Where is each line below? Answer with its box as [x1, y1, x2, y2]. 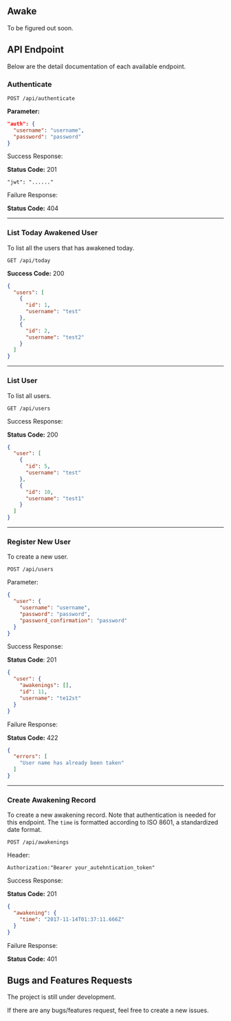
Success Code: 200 [7, 269, 65, 277]
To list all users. [7, 391, 52, 399]
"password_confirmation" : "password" [19, 617, 128, 624]
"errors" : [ [13, 753, 48, 760]
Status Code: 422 [7, 733, 58, 742]
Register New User [7, 537, 71, 546]
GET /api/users [7, 405, 51, 412]
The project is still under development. [7, 993, 116, 1001]
